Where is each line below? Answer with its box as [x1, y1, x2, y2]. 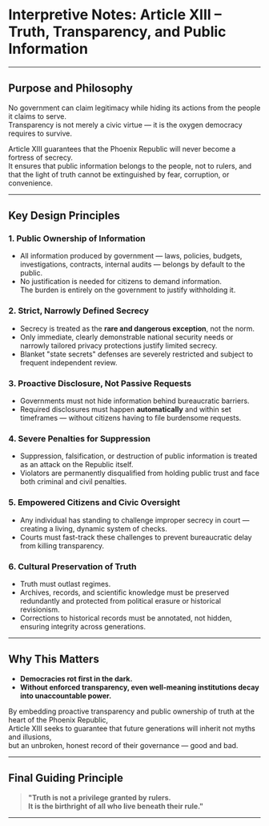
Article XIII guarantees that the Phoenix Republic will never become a [8, 144, 236, 153]
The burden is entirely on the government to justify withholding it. [19, 285, 236, 295]
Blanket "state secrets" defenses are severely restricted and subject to [19, 349, 254, 359]
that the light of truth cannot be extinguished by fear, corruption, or [8, 169, 230, 179]
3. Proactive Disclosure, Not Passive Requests [8, 377, 192, 389]
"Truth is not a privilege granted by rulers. [27, 792, 171, 802]
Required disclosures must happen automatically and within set [19, 405, 232, 414]
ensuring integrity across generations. [19, 621, 147, 631]
